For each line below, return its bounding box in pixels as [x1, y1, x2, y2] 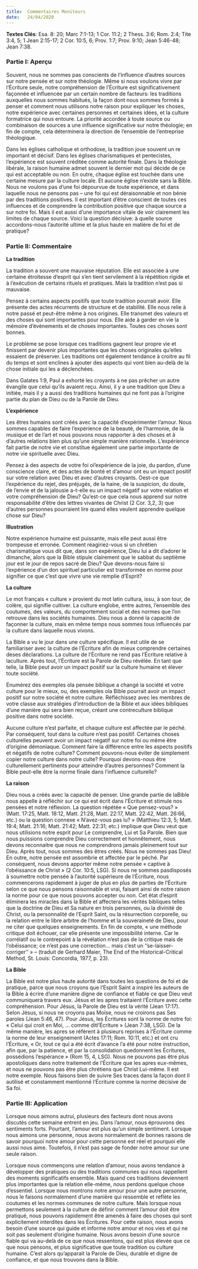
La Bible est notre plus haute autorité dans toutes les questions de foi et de [6, 978, 189, 985]
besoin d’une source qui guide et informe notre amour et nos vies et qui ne [6, 1225, 188, 1232]
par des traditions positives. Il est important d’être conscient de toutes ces [6, 196, 187, 203]
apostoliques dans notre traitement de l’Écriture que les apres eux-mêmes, [6, 1059, 188, 1067]
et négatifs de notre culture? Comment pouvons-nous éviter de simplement [6, 749, 190, 756]
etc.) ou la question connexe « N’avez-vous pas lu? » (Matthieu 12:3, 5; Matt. [6, 816, 193, 823]
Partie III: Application [6, 1099, 68, 1107]
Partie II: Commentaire [6, 242, 72, 250]
